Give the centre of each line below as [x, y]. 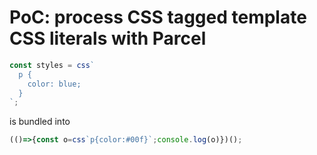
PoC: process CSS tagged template [158, 17]
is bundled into [40, 122]
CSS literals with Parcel [108, 38]
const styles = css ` [52, 65]
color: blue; [54, 84]
